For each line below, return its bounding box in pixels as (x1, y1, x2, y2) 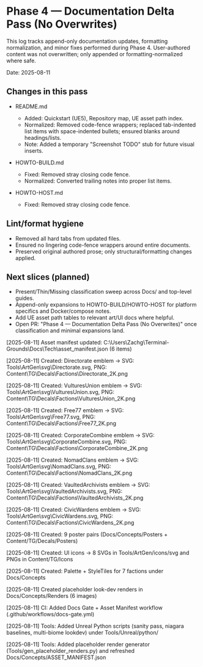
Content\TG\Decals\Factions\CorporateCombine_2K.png (6, 445, 148, 452)
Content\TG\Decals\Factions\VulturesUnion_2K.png (6, 395, 136, 403)
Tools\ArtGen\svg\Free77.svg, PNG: (6, 414, 96, 421)
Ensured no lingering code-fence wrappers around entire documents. (15, 241, 191, 249)
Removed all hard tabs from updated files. (15, 235, 121, 242)
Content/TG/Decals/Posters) (6, 538, 78, 545)
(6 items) (109, 345, 133, 352)
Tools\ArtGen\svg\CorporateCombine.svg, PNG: (6, 438, 127, 445)
